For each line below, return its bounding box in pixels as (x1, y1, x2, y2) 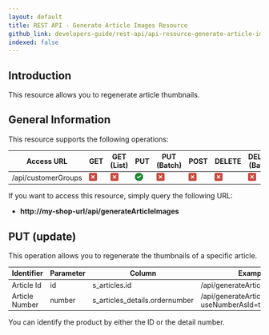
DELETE (215, 156, 242, 166)
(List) (110, 161, 129, 170)
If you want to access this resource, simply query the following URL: (8, 191, 233, 201)
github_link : (8, 30, 52, 38)
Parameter (50, 269, 86, 278)
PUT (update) (8, 229, 77, 243)
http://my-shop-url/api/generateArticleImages (19, 206, 179, 216)
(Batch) (155, 161, 183, 170)
